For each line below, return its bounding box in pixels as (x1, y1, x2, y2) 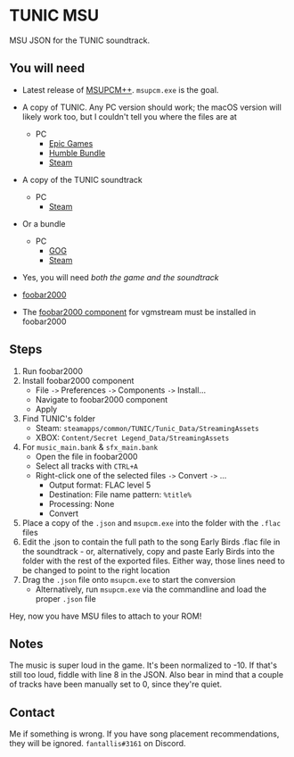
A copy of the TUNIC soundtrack (21, 174, 143, 185)
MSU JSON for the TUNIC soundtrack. (9, 35, 150, 46)
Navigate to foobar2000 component (35, 394, 168, 404)
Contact (9, 704, 55, 720)
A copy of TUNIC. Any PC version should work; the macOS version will (21, 102, 282, 112)
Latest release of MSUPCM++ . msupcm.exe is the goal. (21, 84, 219, 95)
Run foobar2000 (21, 365, 83, 376)
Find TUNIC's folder (21, 412, 96, 424)
